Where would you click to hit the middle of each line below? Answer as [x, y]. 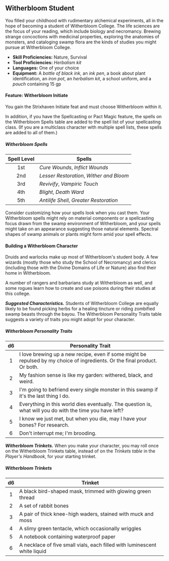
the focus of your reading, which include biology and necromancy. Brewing [83, 31]
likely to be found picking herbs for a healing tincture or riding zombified [80, 309]
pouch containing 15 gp [37, 84]
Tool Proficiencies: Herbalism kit [47, 62]
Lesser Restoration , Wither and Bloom [84, 175]
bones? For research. [44, 425]
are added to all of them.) [31, 133]
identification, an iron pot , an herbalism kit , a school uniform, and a [82, 78]
